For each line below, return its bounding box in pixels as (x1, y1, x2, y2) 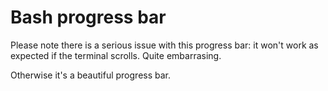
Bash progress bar (10, 6, 167, 29)
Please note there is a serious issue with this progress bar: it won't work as (10, 39, 319, 51)
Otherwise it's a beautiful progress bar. (10, 69, 172, 81)
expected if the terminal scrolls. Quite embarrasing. (10, 49, 222, 61)
